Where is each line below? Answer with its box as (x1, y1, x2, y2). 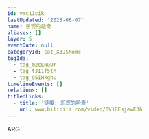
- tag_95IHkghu (13, 74, 57, 81)
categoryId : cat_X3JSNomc (7, 49, 81, 56)
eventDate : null (7, 42, 54, 49)
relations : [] (7, 87, 48, 94)
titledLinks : (7, 94, 45, 100)
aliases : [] (7, 29, 41, 36)
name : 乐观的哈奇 (7, 23, 51, 30)
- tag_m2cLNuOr (13, 61, 57, 68)
